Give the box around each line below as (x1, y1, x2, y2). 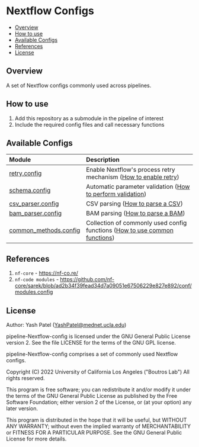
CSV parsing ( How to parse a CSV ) (85, 200, 184, 208)
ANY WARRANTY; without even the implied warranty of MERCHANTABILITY (6, 423, 191, 430)
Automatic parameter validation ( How (85, 182, 190, 191)
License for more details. (6, 435, 67, 442)
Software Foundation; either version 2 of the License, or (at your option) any (6, 398, 192, 406)
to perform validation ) (85, 190, 147, 198)
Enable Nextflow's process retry (85, 166, 176, 174)
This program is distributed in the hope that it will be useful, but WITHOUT (6, 416, 187, 423)
